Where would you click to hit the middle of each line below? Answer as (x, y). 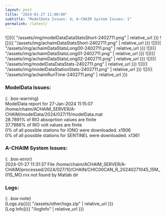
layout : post (19, 10)
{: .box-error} (19, 159)
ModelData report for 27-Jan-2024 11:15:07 (49, 104)
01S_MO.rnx (17, 175)
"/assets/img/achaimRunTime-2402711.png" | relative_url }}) (66, 74)
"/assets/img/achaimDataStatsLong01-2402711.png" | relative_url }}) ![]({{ (80, 54)
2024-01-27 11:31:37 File (30, 164)
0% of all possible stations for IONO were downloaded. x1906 (68, 130)
